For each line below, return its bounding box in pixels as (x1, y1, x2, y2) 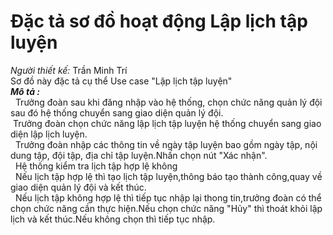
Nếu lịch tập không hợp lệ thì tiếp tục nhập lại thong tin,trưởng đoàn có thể (14, 191, 322, 204)
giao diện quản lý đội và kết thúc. (10, 181, 147, 193)
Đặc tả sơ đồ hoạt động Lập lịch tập (10, 10, 308, 33)
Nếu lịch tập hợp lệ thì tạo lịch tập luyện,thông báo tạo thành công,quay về (14, 170, 323, 182)
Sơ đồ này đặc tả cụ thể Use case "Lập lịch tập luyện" (10, 75, 233, 87)
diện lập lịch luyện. (10, 128, 88, 140)
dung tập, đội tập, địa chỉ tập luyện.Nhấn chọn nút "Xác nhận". (10, 149, 268, 161)
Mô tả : (10, 85, 40, 97)
